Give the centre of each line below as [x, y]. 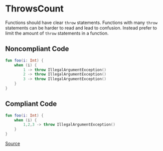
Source [13, 143]
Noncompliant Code [37, 49]
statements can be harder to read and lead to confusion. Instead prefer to [81, 27]
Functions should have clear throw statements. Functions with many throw [81, 22]
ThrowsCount [35, 9]
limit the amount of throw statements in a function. [57, 33]
